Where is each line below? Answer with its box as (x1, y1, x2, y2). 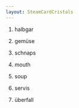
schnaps (14, 49, 36, 56)
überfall (14, 96, 34, 103)
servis (14, 84, 30, 92)
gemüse (14, 37, 35, 44)
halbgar (14, 25, 34, 33)
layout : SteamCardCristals (5, 8, 74, 15)
